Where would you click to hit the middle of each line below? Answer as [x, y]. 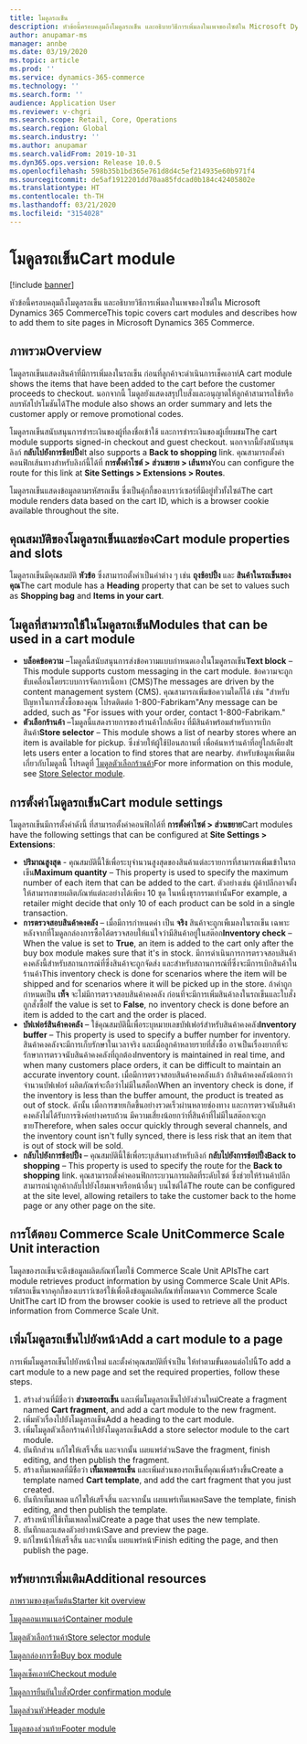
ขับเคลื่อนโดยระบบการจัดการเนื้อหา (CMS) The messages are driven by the [148, 681]
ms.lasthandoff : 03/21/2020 [63, 205]
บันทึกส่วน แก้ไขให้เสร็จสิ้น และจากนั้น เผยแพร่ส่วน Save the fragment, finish [146, 1450]
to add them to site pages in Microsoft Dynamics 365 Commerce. [132, 322]
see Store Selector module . [74, 774]
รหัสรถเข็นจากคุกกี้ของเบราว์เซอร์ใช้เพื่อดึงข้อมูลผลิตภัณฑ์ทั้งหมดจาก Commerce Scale [143, 1290]
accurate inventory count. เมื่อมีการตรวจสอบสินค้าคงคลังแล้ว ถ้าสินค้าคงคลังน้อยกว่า [158, 1075]
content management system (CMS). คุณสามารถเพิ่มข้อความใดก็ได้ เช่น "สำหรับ [156, 692]
